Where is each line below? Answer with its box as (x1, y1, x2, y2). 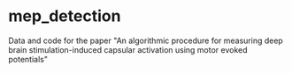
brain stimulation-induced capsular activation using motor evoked (8, 44, 249, 55)
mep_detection (8, 6, 121, 26)
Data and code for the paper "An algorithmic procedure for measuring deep (8, 35, 284, 46)
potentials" (8, 54, 48, 64)
